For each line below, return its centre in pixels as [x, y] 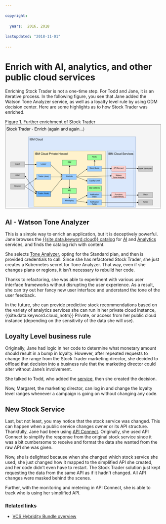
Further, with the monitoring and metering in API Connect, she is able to [78, 487]
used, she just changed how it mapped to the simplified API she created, [79, 462]
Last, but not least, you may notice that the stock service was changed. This [83, 421]
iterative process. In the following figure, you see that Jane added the [76, 96]
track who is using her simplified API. [43, 493]
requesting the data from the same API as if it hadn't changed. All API [76, 473]
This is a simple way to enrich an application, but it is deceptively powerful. [82, 234]
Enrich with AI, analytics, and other [79, 67]
